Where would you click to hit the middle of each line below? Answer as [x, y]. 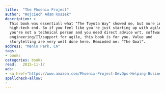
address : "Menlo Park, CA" [33, 46]
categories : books [24, 60]
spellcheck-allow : [24, 78]
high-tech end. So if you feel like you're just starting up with [79, 28]
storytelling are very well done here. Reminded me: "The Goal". [78, 42]
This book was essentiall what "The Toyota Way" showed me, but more [82, 23]
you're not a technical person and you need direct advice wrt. [77, 32]
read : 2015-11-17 [25, 64]
